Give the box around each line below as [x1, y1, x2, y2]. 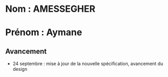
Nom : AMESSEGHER [5, 3, 95, 15]
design [12, 66, 28, 72]
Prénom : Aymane [5, 27, 83, 38]
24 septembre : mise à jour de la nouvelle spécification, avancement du [12, 61, 163, 67]
